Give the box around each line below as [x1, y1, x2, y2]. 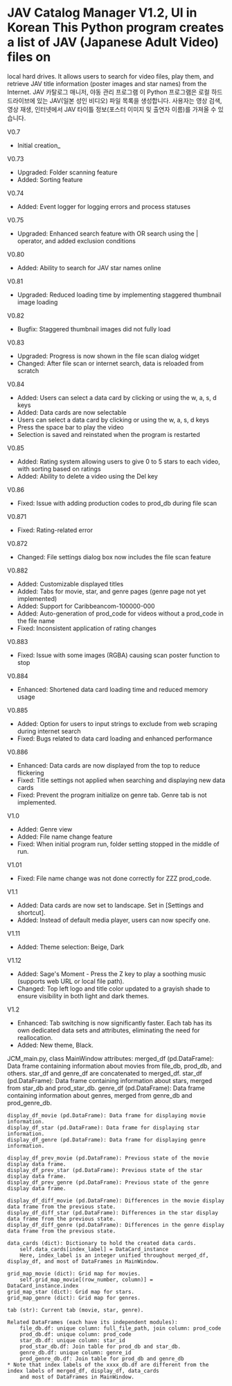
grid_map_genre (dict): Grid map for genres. [7, 1294, 141, 1301]
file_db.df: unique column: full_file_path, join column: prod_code [19, 1325, 222, 1332]
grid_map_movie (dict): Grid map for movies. [7, 1270, 141, 1277]
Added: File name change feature [17, 832, 113, 841]
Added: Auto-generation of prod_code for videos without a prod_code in [17, 609, 224, 618]
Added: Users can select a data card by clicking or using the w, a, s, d [17, 393, 217, 402]
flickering [17, 768, 44, 777]
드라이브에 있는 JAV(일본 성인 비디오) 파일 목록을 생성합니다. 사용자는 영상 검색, [7, 96, 222, 105]
